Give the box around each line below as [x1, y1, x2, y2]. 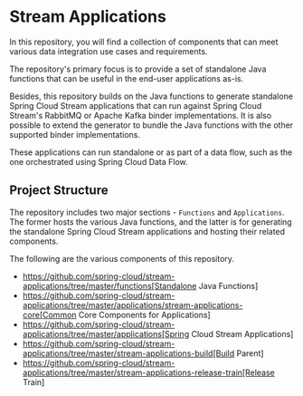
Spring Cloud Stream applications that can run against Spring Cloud [9, 100, 262, 111]
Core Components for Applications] [78, 309, 211, 320]
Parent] [236, 347, 264, 359]
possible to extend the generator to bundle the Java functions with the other [9, 120, 294, 130]
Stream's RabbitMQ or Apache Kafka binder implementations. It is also [9, 110, 272, 121]
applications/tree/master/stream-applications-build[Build [22, 347, 235, 359]
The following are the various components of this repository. [9, 253, 235, 264]
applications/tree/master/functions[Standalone [22, 280, 197, 291]
